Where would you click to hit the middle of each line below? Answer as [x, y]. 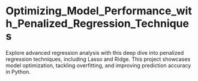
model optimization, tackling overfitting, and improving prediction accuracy [98, 65]
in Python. [18, 71]
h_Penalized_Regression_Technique [97, 24]
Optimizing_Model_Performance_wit [99, 11]
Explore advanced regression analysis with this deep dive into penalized [95, 52]
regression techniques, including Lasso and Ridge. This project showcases [98, 59]
